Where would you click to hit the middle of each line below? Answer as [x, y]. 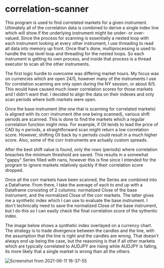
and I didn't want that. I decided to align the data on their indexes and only [80, 94]
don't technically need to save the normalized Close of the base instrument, [81, 206]
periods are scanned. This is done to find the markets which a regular [75, 119]
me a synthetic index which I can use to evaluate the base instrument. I [76, 200]
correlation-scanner [47, 9]
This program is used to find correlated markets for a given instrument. [76, 22]
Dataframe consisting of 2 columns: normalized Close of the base [71, 190]
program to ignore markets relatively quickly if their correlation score [74, 165]
